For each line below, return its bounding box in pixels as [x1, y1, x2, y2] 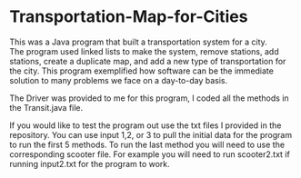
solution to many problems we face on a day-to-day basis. [9, 74, 228, 85]
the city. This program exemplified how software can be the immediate [9, 65, 275, 76]
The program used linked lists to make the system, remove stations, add [9, 45, 279, 56]
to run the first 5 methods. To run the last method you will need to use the [9, 139, 285, 150]
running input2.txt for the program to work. [9, 158, 170, 169]
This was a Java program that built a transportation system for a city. [9, 36, 268, 47]
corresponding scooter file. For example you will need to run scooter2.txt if [9, 148, 291, 160]
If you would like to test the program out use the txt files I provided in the [9, 120, 282, 131]
